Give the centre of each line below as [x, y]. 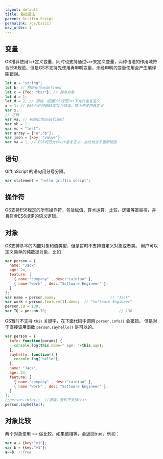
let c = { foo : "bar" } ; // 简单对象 [40, 92]
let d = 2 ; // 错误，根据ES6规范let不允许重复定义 [53, 101]
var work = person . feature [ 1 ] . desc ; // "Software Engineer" [69, 302]
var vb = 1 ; [17, 124]
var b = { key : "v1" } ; [26, 448]
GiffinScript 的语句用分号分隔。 [36, 171]
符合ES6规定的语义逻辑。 [35, 216]
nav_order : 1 [18, 28]
